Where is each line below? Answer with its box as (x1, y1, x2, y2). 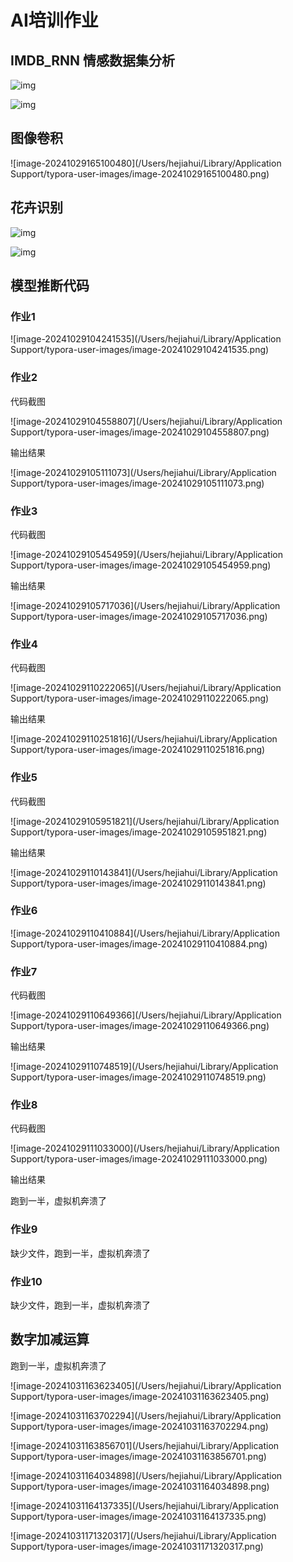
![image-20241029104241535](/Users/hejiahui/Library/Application (10, 333, 282, 345)
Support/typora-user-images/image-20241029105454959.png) (10, 559, 272, 571)
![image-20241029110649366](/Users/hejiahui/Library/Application (10, 1009, 282, 1021)
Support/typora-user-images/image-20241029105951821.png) (10, 826, 268, 838)
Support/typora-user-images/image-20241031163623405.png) (10, 1390, 270, 1402)
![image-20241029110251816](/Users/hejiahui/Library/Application (10, 733, 278, 745)
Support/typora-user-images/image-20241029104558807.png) (10, 426, 270, 438)
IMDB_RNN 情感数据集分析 (10, 52, 176, 69)
